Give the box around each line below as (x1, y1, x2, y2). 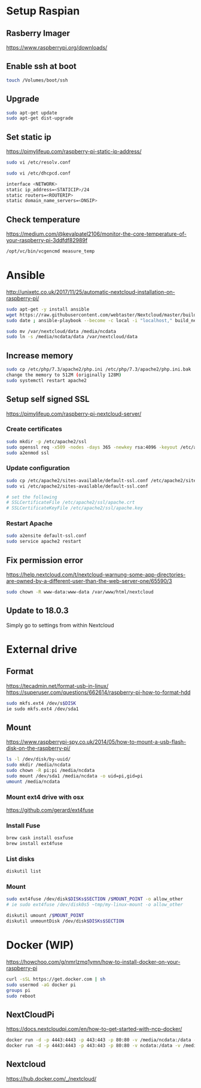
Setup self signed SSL (6, 394, 90, 404)
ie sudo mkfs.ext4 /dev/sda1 (6, 706, 79, 712)
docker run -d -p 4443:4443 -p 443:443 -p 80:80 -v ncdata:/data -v (6, 1042, 181, 1049)
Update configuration (6, 464, 70, 472)
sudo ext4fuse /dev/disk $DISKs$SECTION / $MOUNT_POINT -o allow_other (6, 896, 184, 902)
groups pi (6, 987, 31, 993)
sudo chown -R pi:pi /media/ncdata (6, 768, 95, 774)
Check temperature (6, 214, 81, 224)
